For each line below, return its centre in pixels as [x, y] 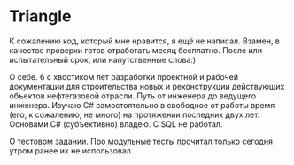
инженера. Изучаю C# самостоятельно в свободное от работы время [142, 105]
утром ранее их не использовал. [71, 150]
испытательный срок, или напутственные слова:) [103, 59]
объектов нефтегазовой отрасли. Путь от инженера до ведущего [133, 96]
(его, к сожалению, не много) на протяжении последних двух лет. [135, 114]
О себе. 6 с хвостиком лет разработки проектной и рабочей [124, 76]
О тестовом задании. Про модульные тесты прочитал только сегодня [141, 141]
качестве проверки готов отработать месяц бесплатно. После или [136, 50]
